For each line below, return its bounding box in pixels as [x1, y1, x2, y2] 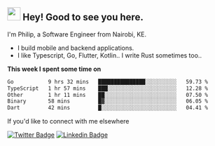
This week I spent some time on [7, 65, 102, 73]
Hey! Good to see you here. [22, 11, 144, 23]
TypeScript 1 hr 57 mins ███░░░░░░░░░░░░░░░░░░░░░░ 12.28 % [7, 85, 209, 92]
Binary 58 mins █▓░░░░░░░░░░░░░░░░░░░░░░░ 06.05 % [7, 98, 209, 105]
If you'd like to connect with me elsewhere [7, 117, 130, 126]
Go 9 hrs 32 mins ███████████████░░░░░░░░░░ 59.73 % [7, 78, 209, 85]
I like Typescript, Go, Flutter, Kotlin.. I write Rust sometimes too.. [17, 51, 202, 60]
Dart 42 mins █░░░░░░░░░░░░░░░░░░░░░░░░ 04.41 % [7, 105, 209, 112]
